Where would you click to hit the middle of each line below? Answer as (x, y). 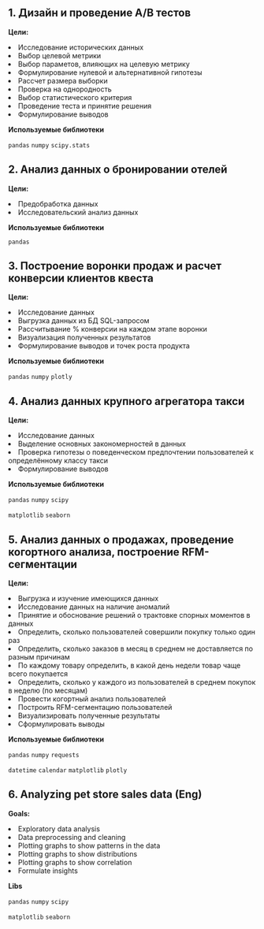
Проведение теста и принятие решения (85, 106)
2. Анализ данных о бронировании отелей (118, 170)
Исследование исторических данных (81, 47)
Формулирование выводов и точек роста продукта (104, 346)
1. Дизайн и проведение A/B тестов (100, 13)
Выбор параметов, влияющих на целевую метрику (104, 64)
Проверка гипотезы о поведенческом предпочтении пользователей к (136, 452)
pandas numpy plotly (40, 377)
